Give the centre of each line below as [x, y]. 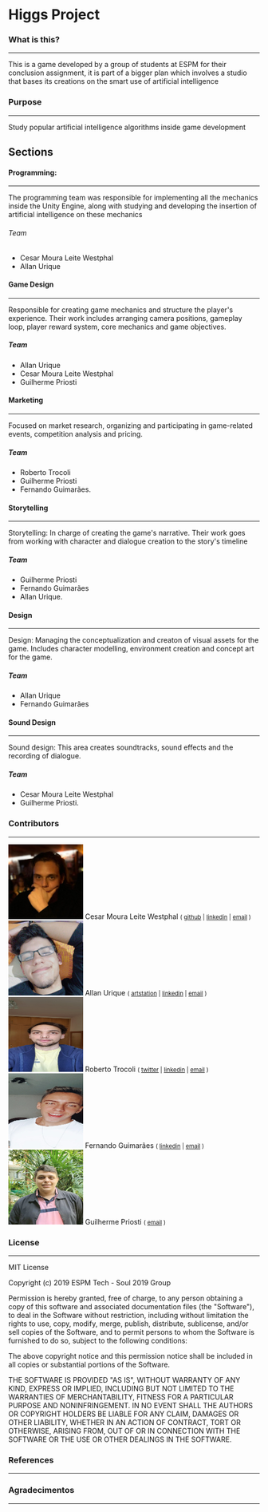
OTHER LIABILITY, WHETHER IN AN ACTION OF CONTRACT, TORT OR [124, 1423]
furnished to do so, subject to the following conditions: [98, 1341]
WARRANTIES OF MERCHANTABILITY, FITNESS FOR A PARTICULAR [121, 1397]
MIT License [29, 1268]
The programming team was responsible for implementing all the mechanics [133, 198]
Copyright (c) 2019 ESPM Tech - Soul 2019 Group [90, 1283]
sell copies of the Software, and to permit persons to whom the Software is [132, 1332]
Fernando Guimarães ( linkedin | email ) [145, 1145]
